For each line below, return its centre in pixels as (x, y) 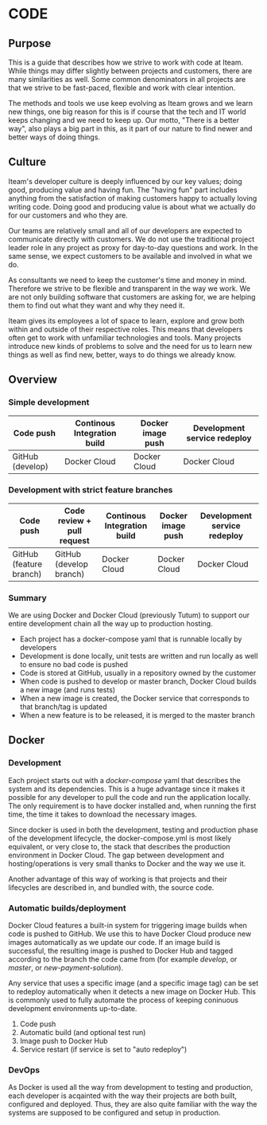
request (74, 540)
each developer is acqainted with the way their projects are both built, (122, 1096)
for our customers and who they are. (68, 215)
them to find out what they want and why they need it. (97, 305)
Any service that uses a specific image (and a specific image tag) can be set (133, 983)
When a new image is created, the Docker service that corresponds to (135, 699)
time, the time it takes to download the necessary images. (103, 814)
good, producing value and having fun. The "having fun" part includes (123, 190)
